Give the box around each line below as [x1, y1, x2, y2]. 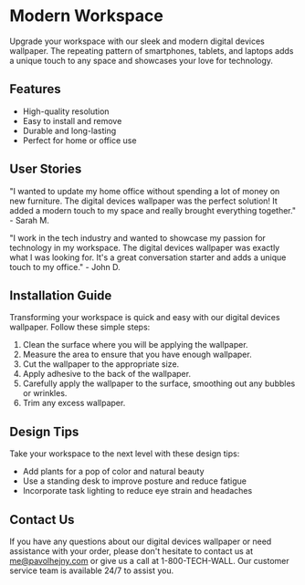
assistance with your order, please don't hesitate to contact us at [9, 546, 254, 557]
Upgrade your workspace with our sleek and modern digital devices [9, 36, 265, 47]
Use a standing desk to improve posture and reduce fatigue [22, 475, 247, 486]
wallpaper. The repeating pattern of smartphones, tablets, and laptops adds [9, 45, 294, 56]
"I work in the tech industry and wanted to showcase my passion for [9, 232, 267, 243]
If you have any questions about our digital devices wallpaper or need [9, 536, 272, 547]
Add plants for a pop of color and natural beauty [22, 466, 205, 477]
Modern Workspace [9, 5, 164, 26]
